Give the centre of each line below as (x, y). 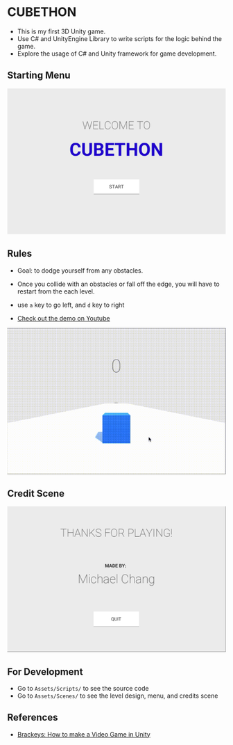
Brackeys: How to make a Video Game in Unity (84, 734)
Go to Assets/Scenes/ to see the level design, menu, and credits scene (118, 696)
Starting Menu (39, 75)
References (33, 718)
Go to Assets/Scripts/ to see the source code (83, 688)
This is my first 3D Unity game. (61, 31)
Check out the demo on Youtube (63, 318)
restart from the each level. (56, 291)
